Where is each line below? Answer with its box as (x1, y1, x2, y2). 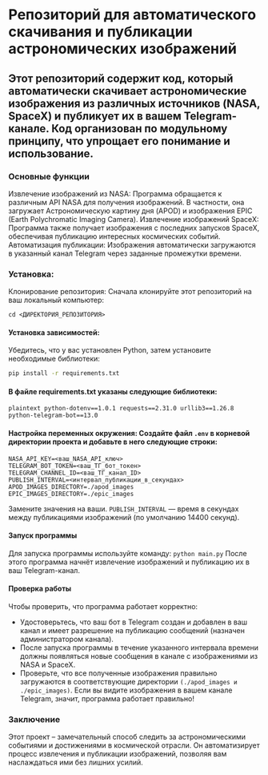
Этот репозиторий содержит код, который (8, 71, 234, 85)
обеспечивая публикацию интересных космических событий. (8, 231, 221, 241)
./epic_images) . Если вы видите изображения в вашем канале (19, 685, 233, 695)
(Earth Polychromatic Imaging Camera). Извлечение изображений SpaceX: (8, 214, 259, 224)
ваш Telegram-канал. (8, 565, 80, 575)
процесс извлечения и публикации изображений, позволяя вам (8, 749, 227, 759)
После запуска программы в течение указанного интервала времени (19, 643, 258, 652)
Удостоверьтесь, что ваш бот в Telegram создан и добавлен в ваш (19, 617, 248, 627)
